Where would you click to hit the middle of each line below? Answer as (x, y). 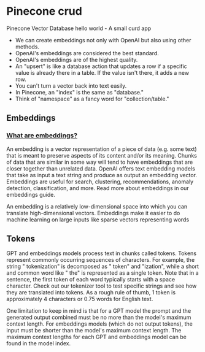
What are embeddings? (42, 136)
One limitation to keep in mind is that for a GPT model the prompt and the (99, 311)
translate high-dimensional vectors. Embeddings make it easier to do (93, 213)
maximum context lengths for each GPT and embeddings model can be (97, 337)
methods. (27, 47)
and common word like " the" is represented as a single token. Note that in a (102, 273)
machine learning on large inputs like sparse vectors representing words (98, 220)
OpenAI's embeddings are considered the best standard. (87, 53)
